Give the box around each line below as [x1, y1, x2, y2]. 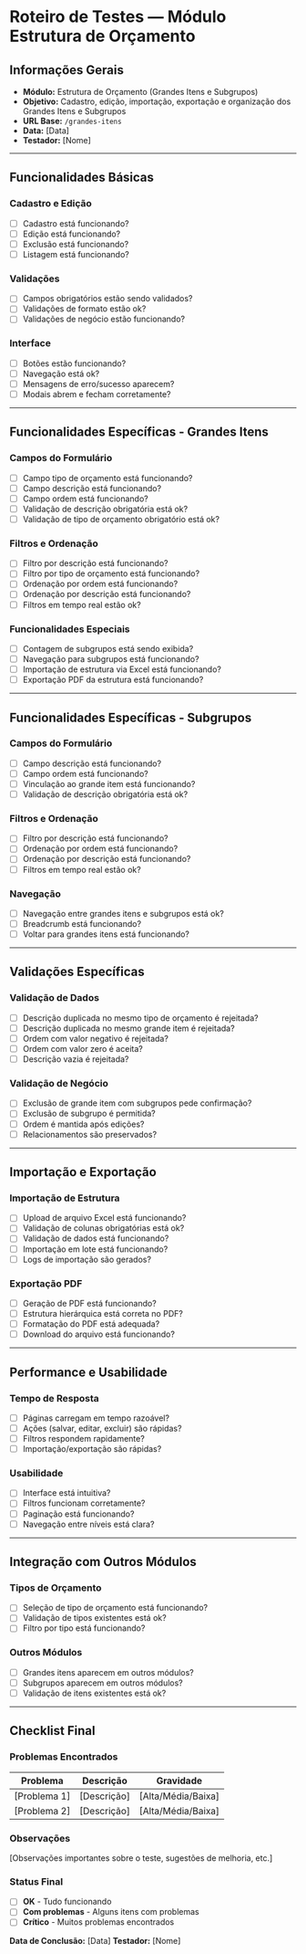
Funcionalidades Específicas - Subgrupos [9, 709, 252, 725]
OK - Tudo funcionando [22, 1896, 112, 1907]
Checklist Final [9, 1723, 96, 1739]
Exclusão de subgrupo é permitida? [22, 1108, 157, 1119]
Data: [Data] [22, 125, 70, 136]
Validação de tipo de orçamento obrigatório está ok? [22, 513, 220, 524]
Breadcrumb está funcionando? [22, 918, 142, 929]
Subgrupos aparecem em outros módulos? [22, 1677, 184, 1688]
